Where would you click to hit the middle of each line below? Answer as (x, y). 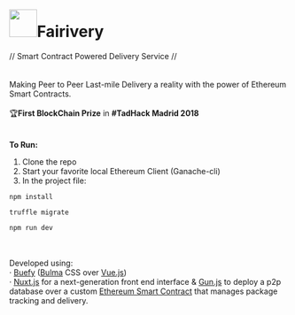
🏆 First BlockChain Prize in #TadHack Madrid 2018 (104, 113)
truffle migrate (39, 212)
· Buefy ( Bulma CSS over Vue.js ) (68, 272)
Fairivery (70, 32)
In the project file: (54, 181)
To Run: (23, 144)
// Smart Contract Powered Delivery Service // (93, 56)
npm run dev (31, 227)
